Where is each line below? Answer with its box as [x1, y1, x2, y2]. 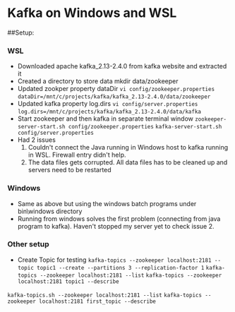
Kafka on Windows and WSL [7, 5, 177, 21]
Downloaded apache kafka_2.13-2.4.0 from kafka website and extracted [17, 62, 227, 71]
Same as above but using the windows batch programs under [17, 199, 197, 208]
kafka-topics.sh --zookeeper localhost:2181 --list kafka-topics [7, 292, 203, 299]
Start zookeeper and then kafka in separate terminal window [17, 114, 194, 123]
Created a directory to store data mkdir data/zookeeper [17, 77, 179, 85]
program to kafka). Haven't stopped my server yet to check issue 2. [17, 222, 215, 230]
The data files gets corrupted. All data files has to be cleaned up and [28, 158, 228, 167]
